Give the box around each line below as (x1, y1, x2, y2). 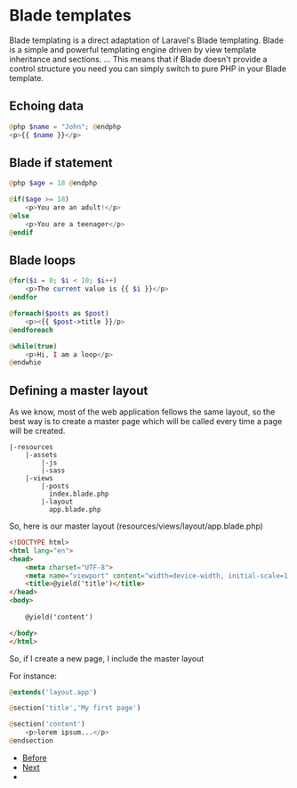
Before (21, 752, 47, 763)
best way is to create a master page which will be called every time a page (9, 416, 283, 427)
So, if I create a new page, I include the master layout (9, 653, 205, 664)
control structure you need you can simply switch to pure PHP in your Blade (9, 63, 287, 74)
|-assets (25, 451, 58, 460)
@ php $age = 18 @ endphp (9, 179, 98, 188)
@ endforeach (9, 325, 53, 334)
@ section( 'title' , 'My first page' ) (9, 703, 141, 713)
